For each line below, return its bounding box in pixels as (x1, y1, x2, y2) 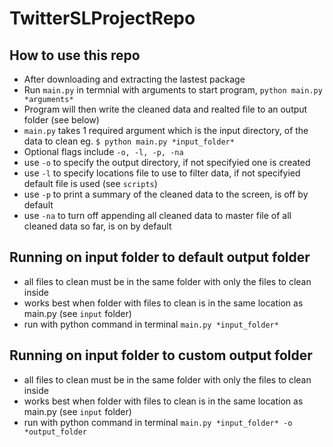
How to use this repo (9, 47, 141, 64)
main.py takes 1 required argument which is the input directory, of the (23, 125, 309, 136)
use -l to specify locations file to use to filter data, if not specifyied (23, 167, 301, 179)
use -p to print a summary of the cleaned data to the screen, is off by (23, 188, 309, 200)
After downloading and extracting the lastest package (23, 73, 246, 85)
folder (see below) (23, 114, 100, 126)
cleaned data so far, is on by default (23, 220, 172, 232)
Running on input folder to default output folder (9, 249, 311, 266)
